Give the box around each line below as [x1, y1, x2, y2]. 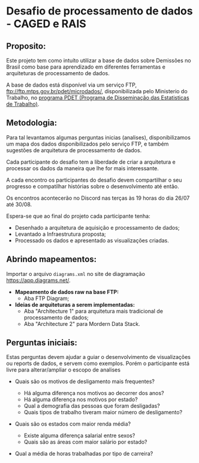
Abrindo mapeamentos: [6, 254, 97, 265]
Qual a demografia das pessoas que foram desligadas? [23, 402, 160, 409]
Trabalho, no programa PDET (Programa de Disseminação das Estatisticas [6, 94, 190, 101]
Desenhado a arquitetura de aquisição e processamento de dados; [14, 224, 180, 231]
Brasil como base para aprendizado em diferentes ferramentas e [6, 63, 166, 70]
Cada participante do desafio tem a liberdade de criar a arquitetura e [6, 158, 176, 165]
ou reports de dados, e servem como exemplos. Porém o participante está [6, 360, 190, 367]
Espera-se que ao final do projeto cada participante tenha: [6, 212, 151, 219]
